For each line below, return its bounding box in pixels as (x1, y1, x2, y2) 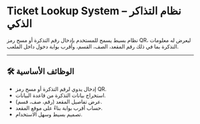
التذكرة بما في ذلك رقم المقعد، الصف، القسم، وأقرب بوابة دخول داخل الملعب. (7, 43, 179, 50)
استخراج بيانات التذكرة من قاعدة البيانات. (15, 91, 106, 99)
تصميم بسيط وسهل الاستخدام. (15, 110, 82, 117)
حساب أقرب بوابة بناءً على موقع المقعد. (15, 104, 103, 111)
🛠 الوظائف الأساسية (7, 67, 75, 77)
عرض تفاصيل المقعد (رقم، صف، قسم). (15, 98, 103, 105)
